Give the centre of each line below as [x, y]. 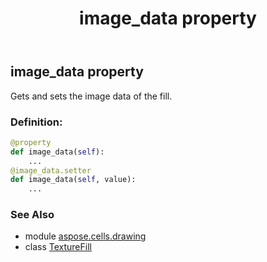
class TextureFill [58, 247]
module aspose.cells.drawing [85, 236]
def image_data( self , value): [73, 180]
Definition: [36, 122]
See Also [32, 215]
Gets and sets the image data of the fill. [91, 96]
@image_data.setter [51, 170]
